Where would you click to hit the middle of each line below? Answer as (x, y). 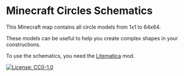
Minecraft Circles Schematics (79, 11)
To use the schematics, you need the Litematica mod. (70, 56)
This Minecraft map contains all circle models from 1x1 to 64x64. (84, 27)
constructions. (23, 44)
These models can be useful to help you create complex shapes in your (92, 38)
